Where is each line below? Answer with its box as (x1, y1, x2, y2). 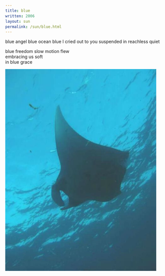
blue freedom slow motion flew (5, 48, 69, 54)
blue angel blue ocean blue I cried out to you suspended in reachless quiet (5, 38, 160, 45)
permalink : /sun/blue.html (5, 24, 62, 29)
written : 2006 (5, 13, 35, 19)
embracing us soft (5, 53, 43, 60)
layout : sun (5, 19, 30, 24)
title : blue (5, 8, 30, 13)
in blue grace (5, 59, 33, 65)
